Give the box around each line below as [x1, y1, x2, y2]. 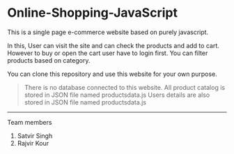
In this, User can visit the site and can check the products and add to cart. [7, 41, 219, 49]
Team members [7, 118, 52, 126]
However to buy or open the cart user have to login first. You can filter [7, 49, 208, 57]
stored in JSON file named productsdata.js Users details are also [24, 91, 210, 99]
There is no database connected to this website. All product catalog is [24, 83, 225, 91]
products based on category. [7, 56, 91, 64]
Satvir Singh [17, 131, 53, 140]
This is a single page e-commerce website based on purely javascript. [7, 28, 209, 36]
